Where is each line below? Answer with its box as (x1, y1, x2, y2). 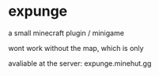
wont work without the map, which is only (8, 43, 144, 52)
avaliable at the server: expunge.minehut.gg (8, 58, 152, 68)
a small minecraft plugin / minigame (8, 28, 125, 38)
